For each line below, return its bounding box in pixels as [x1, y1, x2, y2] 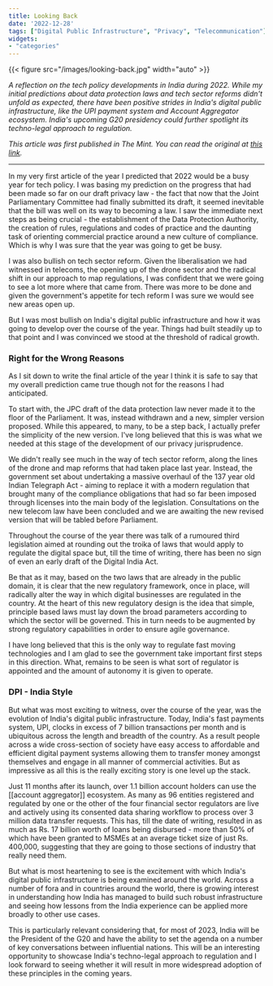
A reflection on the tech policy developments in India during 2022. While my [8, 81, 263, 90]
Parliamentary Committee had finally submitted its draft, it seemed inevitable [8, 197, 264, 207]
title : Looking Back [8, 11, 79, 20]
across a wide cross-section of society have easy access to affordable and [8, 739, 260, 749]
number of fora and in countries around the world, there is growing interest [8, 883, 259, 893]
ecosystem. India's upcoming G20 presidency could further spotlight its [8, 115, 249, 124]
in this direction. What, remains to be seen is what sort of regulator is [8, 657, 240, 667]
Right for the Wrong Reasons [8, 353, 124, 364]
